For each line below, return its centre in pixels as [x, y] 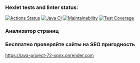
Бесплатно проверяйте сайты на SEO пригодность [70, 45]
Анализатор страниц [32, 31]
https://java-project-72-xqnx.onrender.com [49, 55]
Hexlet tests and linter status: [42, 7]
